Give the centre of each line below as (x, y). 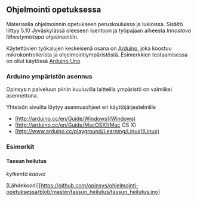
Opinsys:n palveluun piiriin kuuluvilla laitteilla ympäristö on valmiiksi (89, 89)
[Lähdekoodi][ (24, 186)
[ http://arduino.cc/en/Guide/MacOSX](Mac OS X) (75, 125)
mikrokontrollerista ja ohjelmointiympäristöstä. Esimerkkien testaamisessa (97, 54)
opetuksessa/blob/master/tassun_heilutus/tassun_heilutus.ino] (83, 192)
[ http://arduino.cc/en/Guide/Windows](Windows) (75, 119)
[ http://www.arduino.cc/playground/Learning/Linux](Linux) (87, 131)
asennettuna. (22, 96)
